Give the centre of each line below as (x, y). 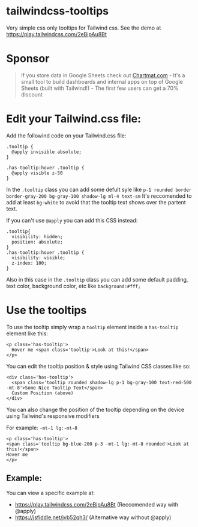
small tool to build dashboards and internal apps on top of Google (102, 81)
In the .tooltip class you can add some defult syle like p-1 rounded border (99, 189)
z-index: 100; (29, 263)
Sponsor (28, 59)
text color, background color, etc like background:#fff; (73, 286)
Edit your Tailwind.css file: (74, 119)
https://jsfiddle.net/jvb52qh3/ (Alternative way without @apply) (93, 517)
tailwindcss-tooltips (58, 11)
